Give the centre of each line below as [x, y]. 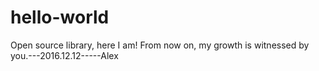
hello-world [60, 17]
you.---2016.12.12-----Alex [64, 55]
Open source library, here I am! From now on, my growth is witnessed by [160, 45]
